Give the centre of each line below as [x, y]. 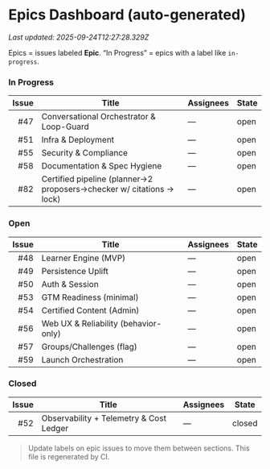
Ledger [55, 428]
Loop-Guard [65, 127]
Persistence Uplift [75, 271]
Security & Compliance [85, 153]
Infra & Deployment [78, 140]
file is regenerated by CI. [69, 456]
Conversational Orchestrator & [99, 117]
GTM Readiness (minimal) [90, 297]
